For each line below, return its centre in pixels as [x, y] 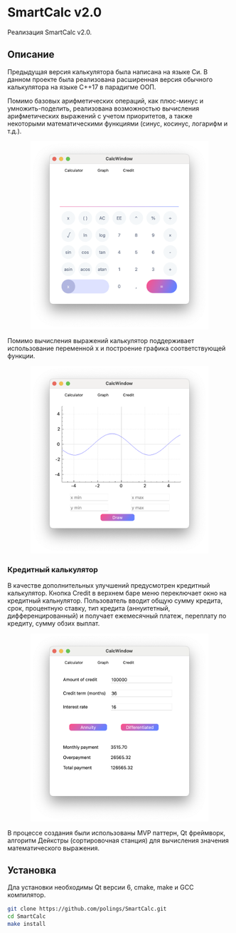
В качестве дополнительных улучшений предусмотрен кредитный [109, 585]
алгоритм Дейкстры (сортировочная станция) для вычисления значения [118, 840]
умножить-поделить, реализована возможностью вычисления [103, 108]
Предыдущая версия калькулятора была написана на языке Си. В [108, 71]
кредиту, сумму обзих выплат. [54, 623]
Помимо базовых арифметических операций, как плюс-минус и [106, 101]
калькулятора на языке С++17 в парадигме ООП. [82, 87]
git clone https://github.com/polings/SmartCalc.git [87, 909]
